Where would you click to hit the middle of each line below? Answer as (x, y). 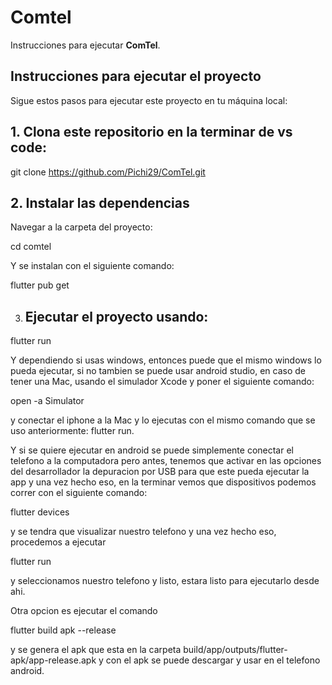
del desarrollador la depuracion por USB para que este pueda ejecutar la (160, 472)
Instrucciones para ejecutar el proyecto (136, 76)
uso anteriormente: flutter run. (72, 431)
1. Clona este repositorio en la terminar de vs (151, 132)
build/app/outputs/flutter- (235, 650)
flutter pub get (40, 285)
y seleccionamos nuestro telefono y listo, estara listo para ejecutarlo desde (165, 581)
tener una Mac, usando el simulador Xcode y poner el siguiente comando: (162, 382)
